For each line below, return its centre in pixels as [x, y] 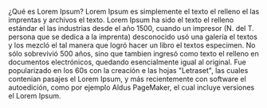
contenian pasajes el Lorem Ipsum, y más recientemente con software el [128, 79]
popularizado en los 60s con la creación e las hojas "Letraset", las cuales [128, 70]
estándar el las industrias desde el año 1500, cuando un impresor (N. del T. [132, 28]
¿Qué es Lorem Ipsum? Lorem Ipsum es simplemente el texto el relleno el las [134, 12]
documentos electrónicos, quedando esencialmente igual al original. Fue [128, 62]
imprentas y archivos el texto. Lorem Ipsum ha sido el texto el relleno [121, 20]
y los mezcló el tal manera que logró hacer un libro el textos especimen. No [132, 45]
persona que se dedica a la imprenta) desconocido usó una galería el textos [133, 37]
